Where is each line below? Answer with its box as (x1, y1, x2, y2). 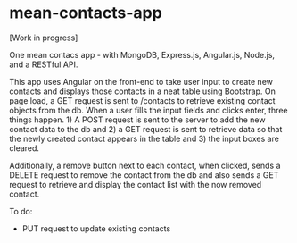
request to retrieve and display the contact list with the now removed (9, 179, 262, 189)
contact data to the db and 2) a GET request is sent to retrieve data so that (9, 123, 283, 134)
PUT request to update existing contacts (21, 222, 171, 234)
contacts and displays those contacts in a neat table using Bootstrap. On (9, 86, 276, 96)
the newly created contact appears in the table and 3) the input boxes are (9, 133, 279, 144)
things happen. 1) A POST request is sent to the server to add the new (9, 114, 266, 125)
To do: (9, 205, 33, 216)
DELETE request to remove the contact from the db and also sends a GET (9, 169, 279, 180)
